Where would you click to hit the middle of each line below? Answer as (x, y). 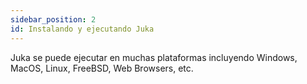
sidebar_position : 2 (53, 19)
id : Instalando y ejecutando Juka (82, 29)
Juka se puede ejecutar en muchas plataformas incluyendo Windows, (154, 57)
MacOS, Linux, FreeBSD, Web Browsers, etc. (102, 68)
